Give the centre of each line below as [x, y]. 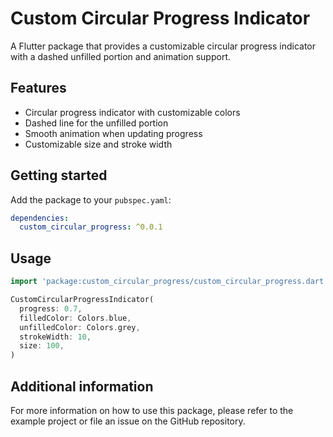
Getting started [59, 175]
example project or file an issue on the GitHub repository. [128, 421]
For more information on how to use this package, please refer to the [152, 410]
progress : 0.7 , [51, 308]
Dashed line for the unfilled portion [96, 123]
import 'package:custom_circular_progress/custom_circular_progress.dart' [169, 282]
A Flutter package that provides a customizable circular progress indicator [163, 46]
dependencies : [40, 218]
